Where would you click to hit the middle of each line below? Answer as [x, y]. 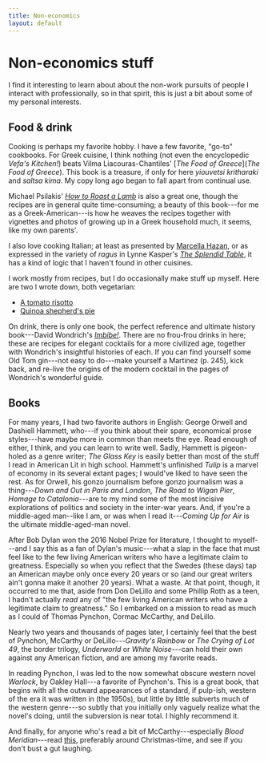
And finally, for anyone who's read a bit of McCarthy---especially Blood [126, 731]
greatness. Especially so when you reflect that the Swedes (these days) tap [133, 565]
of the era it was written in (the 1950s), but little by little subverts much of [129, 699]
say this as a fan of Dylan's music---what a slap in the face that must [147, 548]
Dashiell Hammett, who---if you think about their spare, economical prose [130, 431]
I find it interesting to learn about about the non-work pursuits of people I [129, 85]
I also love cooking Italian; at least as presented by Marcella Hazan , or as [128, 246]
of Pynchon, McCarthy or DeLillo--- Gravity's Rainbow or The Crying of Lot [131, 641]
